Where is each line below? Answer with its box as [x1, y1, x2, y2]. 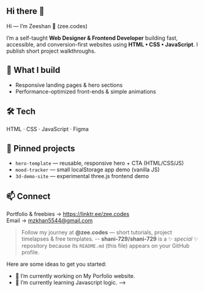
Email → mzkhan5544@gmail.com [6, 217, 93, 224]
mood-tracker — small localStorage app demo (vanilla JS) [15, 166, 160, 173]
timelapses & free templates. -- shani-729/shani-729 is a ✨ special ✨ [21, 235, 198, 242]
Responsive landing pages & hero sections [15, 81, 123, 89]
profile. [21, 249, 40, 256]
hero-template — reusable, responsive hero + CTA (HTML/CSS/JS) [15, 160, 184, 167]
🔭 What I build [6, 65, 61, 75]
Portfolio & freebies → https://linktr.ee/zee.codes [6, 211, 130, 218]
